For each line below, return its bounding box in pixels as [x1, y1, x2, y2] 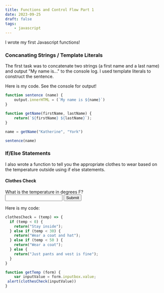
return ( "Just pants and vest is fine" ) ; [14, 251, 99, 256]
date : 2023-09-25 [5, 12, 41, 17]
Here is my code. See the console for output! [5, 83, 97, 89]
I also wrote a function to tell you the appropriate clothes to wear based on [5, 161, 158, 167]
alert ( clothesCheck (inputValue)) [7, 279, 77, 284]
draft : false [5, 16, 32, 21]
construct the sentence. [5, 73, 54, 79]
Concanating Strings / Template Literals [5, 52, 103, 59]
